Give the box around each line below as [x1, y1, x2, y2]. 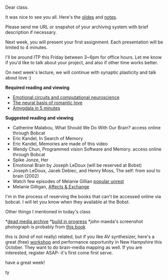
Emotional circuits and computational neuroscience [12, 95, 120, 100]
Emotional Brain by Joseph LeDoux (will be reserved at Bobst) [12, 162, 142, 168]
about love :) [5, 75, 31, 80]
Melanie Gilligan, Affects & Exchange [12, 184, 90, 190]
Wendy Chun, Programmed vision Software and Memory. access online [12, 146, 162, 152]
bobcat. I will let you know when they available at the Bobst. [5, 199, 130, 205]
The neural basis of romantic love [12, 100, 82, 106]
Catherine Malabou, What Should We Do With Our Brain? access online [12, 125, 161, 130]
